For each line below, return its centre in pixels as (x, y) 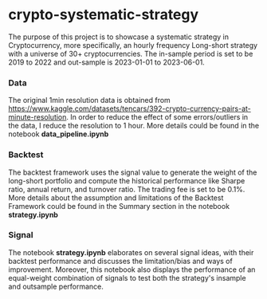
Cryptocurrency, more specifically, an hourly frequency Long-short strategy (133, 45)
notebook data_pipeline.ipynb (59, 134)
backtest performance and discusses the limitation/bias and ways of (120, 261)
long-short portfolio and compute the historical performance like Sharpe (127, 180)
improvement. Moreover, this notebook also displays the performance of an (132, 269)
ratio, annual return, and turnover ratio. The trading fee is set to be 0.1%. (127, 189)
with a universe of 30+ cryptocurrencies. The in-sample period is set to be (131, 53)
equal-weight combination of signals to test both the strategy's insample (127, 277)
